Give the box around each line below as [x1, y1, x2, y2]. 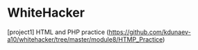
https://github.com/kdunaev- [108, 28, 191, 36]
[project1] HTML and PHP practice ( [7, 28, 109, 36]
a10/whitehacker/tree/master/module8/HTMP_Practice [7, 35, 163, 43]
